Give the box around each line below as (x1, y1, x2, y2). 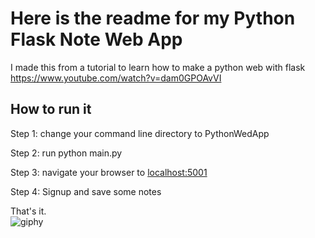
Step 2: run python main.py (10, 147, 123, 159)
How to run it (10, 101, 92, 118)
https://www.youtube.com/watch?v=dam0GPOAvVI (10, 72, 222, 84)
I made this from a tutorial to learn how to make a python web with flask (10, 61, 306, 73)
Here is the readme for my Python (10, 7, 296, 30)
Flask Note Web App (10, 28, 183, 51)
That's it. (10, 205, 47, 217)
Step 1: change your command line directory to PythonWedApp (10, 127, 270, 139)
